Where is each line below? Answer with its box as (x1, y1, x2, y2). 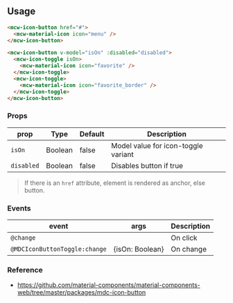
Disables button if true (110, 161, 184, 170)
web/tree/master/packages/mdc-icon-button (17, 288, 146, 297)
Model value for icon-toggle (110, 140, 203, 150)
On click (171, 233, 198, 243)
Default (79, 129, 105, 138)
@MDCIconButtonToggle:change (10, 245, 107, 253)
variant (110, 149, 134, 159)
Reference (7, 265, 43, 275)
